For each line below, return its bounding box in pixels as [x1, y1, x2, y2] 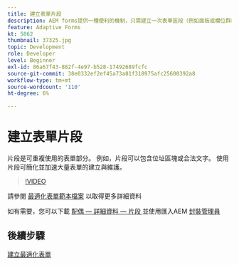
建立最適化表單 [7, 250, 51, 259]
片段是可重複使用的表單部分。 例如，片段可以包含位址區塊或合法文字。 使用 [7, 154, 229, 162]
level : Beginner [7, 57, 55, 64]
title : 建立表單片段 [7, 10, 62, 18]
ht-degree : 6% [7, 90, 50, 97]
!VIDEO [24, 177, 46, 186]
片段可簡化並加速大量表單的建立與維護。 [7, 163, 126, 172]
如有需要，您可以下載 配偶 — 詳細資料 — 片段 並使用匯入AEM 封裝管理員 [7, 207, 221, 216]
